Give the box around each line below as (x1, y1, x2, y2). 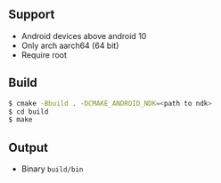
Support (8, 7, 55, 22)
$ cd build (8, 107, 49, 116)
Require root (20, 49, 68, 60)
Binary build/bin (20, 163, 84, 174)
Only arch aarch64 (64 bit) (20, 40, 119, 51)
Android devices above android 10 (20, 30, 147, 41)
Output (8, 139, 48, 155)
